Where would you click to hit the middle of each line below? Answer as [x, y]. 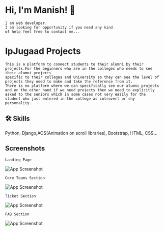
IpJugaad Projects [43, 51]
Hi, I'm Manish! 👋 [40, 10]
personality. [18, 103]
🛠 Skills [18, 119]
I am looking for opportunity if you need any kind [59, 27]
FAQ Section [17, 214]
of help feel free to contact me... [42, 31]
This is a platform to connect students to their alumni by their [74, 64]
